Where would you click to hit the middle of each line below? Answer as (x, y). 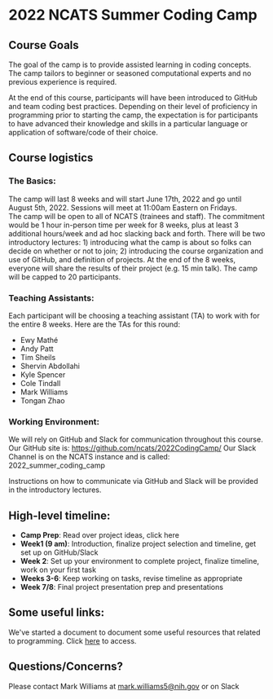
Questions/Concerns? (66, 667)
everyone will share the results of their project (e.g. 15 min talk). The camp (133, 268)
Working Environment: (54, 421)
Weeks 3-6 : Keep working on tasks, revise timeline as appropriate (131, 578)
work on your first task (58, 570)
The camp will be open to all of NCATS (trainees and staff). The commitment (136, 216)
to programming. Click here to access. (73, 640)
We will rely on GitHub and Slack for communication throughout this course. (136, 440)
